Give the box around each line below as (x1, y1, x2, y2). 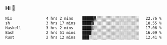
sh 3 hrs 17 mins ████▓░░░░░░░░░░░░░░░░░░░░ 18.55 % (5, 21, 162, 26)
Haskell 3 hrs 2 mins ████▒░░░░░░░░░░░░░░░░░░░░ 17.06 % (5, 25, 162, 31)
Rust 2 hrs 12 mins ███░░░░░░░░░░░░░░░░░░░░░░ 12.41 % (5, 35, 162, 40)
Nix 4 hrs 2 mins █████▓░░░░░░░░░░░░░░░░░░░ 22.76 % (5, 16, 162, 21)
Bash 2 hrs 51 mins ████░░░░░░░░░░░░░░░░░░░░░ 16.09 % (5, 30, 162, 35)
